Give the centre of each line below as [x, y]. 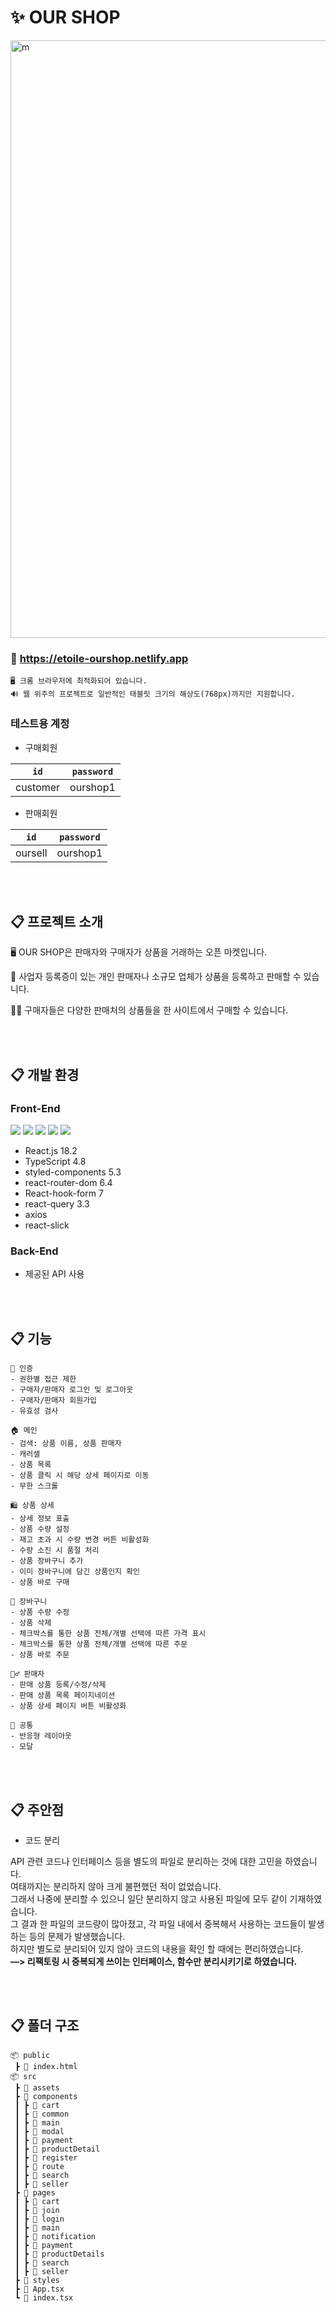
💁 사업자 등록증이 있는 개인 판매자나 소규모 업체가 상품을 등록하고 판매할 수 [156, 977]
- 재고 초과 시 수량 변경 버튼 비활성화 [80, 1540]
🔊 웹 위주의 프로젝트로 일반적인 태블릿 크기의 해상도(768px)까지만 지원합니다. [153, 694]
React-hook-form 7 [64, 1193]
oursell [31, 853]
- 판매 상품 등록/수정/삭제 [58, 1685]
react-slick [47, 1225]
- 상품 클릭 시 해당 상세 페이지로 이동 [80, 1476]
